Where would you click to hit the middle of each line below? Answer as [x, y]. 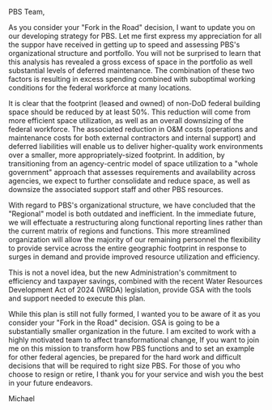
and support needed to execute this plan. [77, 298]
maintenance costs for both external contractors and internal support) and [132, 138]
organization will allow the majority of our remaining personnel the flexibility [135, 239]
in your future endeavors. [51, 383]
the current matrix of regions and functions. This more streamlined [119, 231]
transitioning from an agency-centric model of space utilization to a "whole [133, 164]
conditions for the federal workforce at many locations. [100, 88]
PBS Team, [27, 12]
